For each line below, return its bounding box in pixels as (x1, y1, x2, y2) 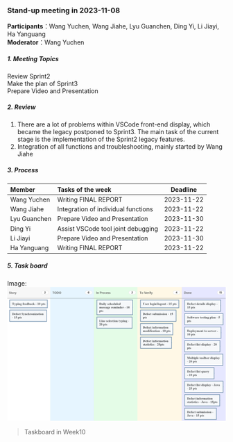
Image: (7, 279, 27, 287)
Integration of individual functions (57, 205, 154, 213)
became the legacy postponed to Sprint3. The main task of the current (17, 128, 219, 136)
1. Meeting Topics (7, 54, 59, 63)
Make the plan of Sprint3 (7, 79, 78, 88)
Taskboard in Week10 (24, 427, 86, 436)
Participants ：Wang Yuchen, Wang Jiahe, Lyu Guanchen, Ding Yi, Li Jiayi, (7, 22, 220, 31)
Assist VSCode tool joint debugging (57, 224, 158, 233)
